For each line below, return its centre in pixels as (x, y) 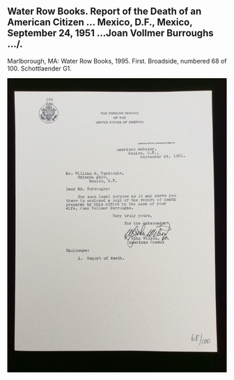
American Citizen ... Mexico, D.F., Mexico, (100, 23)
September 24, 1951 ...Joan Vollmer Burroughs (110, 33)
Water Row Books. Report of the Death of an (104, 12)
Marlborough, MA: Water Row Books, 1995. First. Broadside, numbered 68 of (117, 61)
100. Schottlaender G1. (39, 68)
